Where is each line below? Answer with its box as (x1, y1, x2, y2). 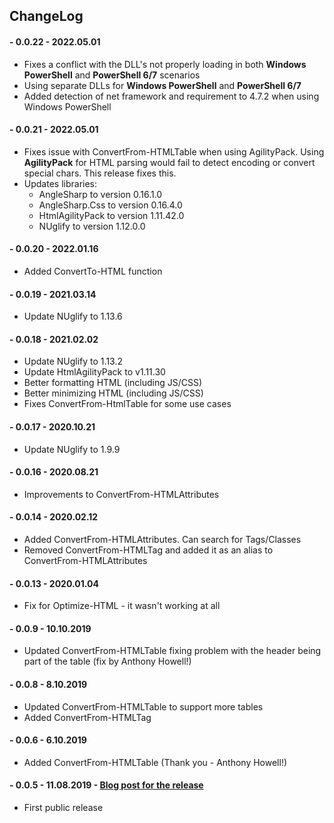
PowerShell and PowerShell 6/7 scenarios (23, 69, 201, 81)
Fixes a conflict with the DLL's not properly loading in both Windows (23, 58, 307, 70)
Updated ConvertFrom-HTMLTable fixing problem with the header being (23, 645, 322, 657)
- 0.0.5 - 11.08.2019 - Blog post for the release (9, 779, 204, 791)
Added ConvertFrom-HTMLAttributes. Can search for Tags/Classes (23, 534, 302, 546)
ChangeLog (9, 8, 84, 25)
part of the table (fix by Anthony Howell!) (23, 655, 192, 668)
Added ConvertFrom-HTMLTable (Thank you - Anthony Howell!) (23, 756, 288, 768)
